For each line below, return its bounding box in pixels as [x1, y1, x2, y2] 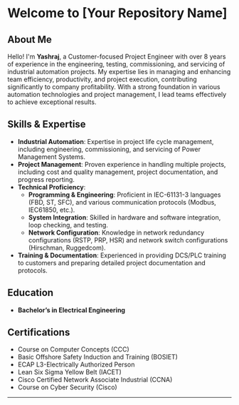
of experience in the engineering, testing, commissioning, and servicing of [7, 60, 225, 68]
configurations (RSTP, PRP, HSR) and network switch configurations [28, 235, 228, 244]
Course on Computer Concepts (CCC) [17, 345, 129, 354]
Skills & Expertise [7, 118, 87, 130]
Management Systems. [17, 152, 85, 161]
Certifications [7, 327, 70, 339]
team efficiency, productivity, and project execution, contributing [7, 75, 197, 83]
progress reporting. [17, 175, 75, 183]
